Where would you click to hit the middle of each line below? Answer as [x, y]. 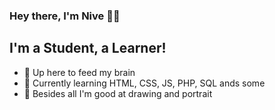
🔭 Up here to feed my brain [79, 72]
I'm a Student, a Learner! [88, 48]
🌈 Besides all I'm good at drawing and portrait [118, 93]
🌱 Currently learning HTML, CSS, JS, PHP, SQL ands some [144, 83]
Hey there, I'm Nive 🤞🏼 [65, 16]
